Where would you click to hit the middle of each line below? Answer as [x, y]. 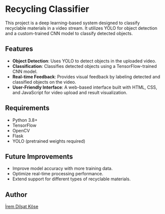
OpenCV [21, 130]
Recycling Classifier [47, 9]
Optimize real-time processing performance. [58, 174]
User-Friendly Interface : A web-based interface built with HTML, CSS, [85, 87]
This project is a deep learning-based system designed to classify [73, 23]
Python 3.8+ [25, 120]
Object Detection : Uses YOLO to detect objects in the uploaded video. [84, 61]
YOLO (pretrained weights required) [49, 141]
